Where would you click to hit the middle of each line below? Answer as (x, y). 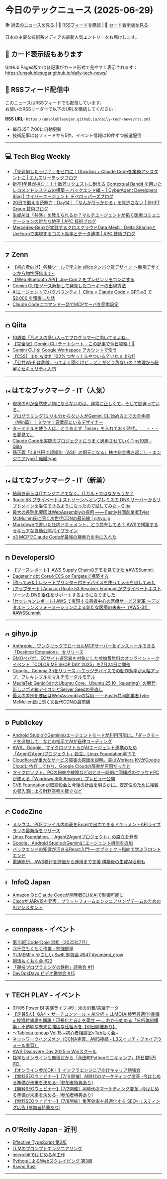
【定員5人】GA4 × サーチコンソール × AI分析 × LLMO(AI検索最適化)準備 (86, 1014)
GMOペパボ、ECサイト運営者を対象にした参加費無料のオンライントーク (86, 658)
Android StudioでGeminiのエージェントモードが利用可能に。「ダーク (82, 735)
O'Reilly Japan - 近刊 (44, 1129)
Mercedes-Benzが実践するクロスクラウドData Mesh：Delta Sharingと (84, 227)
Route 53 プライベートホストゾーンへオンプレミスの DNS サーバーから (84, 499)
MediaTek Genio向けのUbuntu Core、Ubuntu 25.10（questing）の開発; (84, 683)
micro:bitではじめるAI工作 (39, 1155)
